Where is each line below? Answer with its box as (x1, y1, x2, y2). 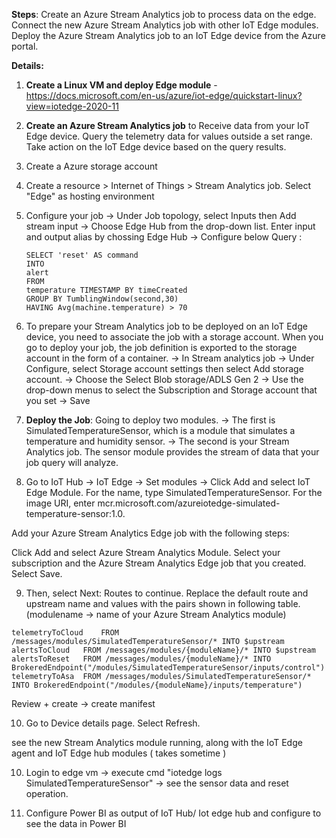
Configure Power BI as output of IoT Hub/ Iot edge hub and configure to (25, 807, 322, 819)
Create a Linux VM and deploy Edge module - (25, 79, 218, 91)
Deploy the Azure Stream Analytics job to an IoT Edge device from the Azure (11, 30, 326, 41)
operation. (25, 788, 69, 799)
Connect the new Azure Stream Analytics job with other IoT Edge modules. (11, 19, 319, 31)
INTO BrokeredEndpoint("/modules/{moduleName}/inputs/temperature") (11, 680, 303, 690)
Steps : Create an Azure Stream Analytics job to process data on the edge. (11, 9, 317, 20)
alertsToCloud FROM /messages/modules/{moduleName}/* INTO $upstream (11, 645, 316, 655)
